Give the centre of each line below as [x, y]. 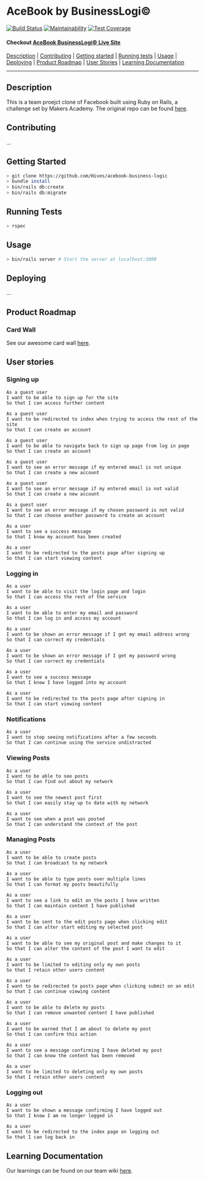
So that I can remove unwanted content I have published [80, 1013]
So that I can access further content [56, 403]
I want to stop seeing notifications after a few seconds [81, 737]
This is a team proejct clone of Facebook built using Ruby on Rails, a [92, 102]
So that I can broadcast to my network [57, 863]
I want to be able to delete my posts [56, 1007]
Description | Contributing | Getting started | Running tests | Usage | [92, 56]
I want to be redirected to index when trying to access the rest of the [102, 419]
